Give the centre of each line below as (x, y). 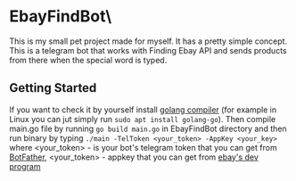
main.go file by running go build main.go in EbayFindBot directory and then (148, 128)
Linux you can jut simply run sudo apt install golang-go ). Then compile (143, 119)
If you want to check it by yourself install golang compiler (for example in (143, 110)
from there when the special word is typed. (88, 60)
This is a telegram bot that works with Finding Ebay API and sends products (148, 50)
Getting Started (53, 88)
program (25, 166)
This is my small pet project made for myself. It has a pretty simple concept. (148, 41)
